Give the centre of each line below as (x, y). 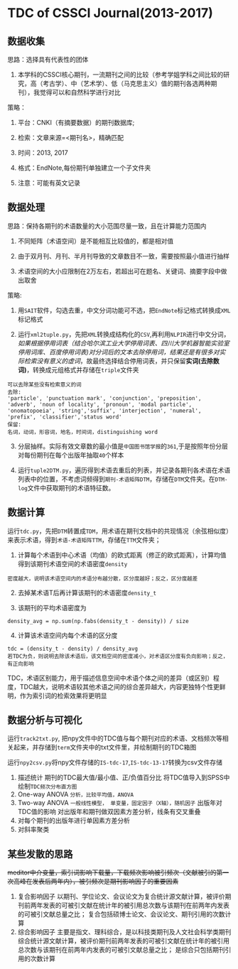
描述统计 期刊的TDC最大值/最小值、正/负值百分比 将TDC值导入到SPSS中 (124, 778)
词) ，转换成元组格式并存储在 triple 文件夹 (79, 369)
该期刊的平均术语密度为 (52, 607)
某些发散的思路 (40, 854)
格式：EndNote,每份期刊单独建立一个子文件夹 (84, 168)
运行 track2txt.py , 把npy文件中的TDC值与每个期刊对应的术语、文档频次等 (115, 738)
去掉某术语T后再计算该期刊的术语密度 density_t (87, 592)
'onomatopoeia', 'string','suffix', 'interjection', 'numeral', (104, 411)
